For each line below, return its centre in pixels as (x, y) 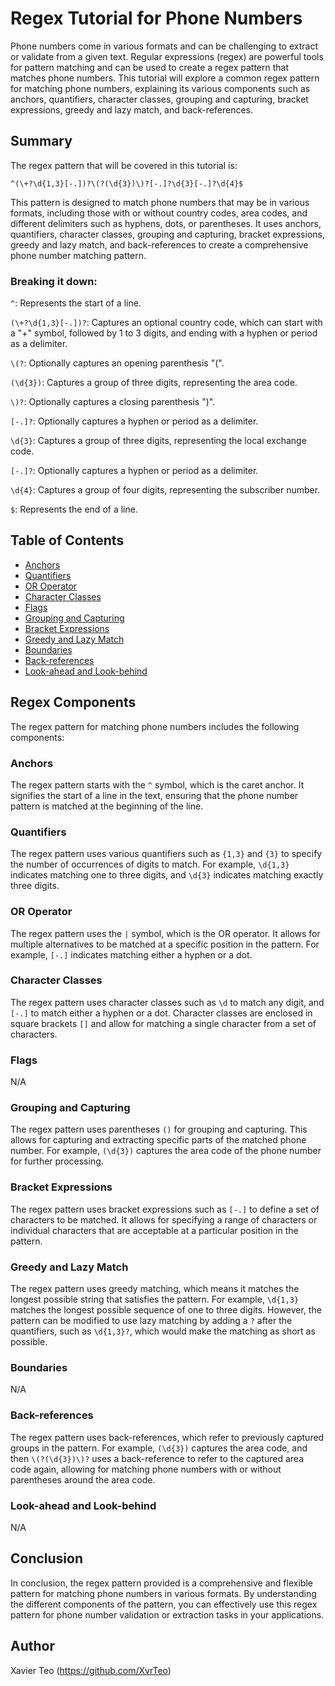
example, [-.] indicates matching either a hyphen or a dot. (131, 954)
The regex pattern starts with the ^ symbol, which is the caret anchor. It (157, 784)
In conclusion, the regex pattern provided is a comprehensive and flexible (161, 1583)
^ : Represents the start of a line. (76, 303)
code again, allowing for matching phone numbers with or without (146, 1469)
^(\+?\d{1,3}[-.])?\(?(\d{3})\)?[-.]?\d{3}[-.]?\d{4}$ (127, 183)
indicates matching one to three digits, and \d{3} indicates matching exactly (167, 875)
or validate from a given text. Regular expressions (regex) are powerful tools (167, 56)
